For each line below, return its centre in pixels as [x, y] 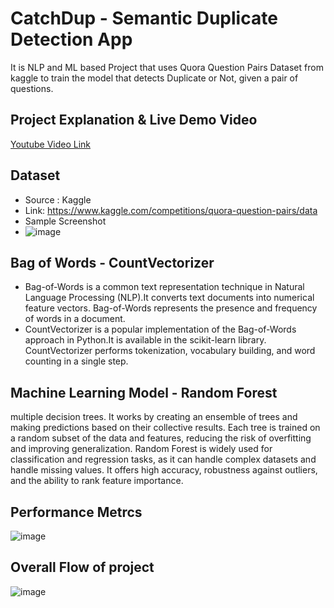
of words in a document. [75, 319]
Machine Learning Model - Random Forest [144, 392]
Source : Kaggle [58, 199]
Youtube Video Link [51, 144]
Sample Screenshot [65, 221]
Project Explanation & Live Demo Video [134, 120]
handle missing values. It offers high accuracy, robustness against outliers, [164, 470]
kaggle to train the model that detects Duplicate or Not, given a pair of [154, 78]
